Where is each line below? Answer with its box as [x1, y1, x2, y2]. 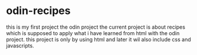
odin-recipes [6, 4, 71, 18]
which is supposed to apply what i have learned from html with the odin [6, 29, 180, 36]
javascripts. [6, 42, 34, 49]
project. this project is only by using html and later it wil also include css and [6, 36, 191, 43]
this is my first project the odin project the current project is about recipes [6, 23, 186, 30]
